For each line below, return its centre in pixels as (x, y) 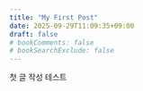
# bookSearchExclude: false (62, 51)
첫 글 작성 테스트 (38, 78)
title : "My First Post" (54, 17)
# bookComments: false (52, 42)
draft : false (34, 34)
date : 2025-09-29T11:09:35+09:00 (72, 26)
